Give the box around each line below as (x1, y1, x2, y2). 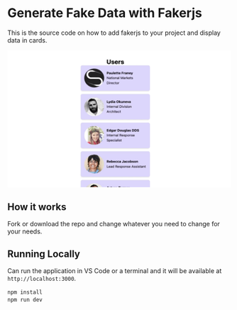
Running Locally (7, 248, 80, 260)
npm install (7, 289, 43, 296)
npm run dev (7, 297, 43, 304)
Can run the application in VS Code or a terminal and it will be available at (7, 267, 222, 275)
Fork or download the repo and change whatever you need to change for (7, 220, 220, 228)
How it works (7, 201, 67, 213)
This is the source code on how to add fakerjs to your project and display (7, 28, 221, 37)
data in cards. (7, 35, 48, 44)
